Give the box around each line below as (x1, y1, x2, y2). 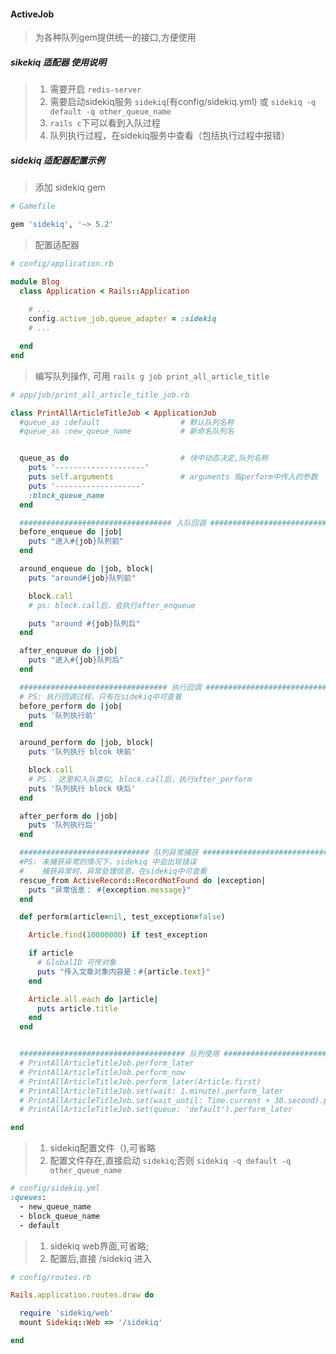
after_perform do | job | (19, 811, 118, 821)
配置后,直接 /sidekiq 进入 (49, 1252, 152, 1264)
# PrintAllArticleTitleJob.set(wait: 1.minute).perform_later (19, 1086, 284, 1096)
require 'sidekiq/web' (19, 1308, 114, 1319)
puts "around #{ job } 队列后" (28, 618, 141, 629)
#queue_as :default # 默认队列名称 (19, 417, 235, 427)
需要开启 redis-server (49, 83, 142, 95)
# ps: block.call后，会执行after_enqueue (28, 600, 196, 610)
